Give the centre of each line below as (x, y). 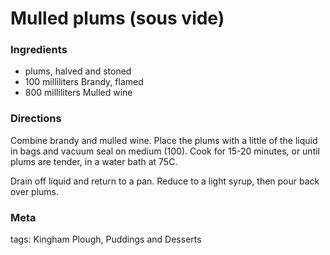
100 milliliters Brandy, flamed (84, 82)
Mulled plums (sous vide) (117, 18)
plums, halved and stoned (78, 71)
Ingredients (39, 50)
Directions (36, 119)
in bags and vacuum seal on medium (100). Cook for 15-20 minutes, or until (165, 151)
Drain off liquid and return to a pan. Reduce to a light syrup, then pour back (165, 181)
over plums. (35, 191)
